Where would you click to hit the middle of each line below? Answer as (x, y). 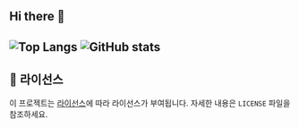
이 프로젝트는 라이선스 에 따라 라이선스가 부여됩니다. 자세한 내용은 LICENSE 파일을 (150, 103)
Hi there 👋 (37, 17)
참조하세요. (29, 114)
